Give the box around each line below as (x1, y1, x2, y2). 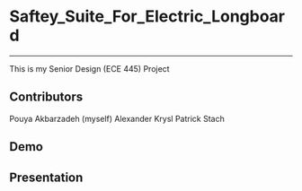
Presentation (9, 169, 84, 185)
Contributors (9, 90, 84, 105)
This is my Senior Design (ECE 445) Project (9, 63, 170, 74)
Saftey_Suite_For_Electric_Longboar (9, 6, 286, 27)
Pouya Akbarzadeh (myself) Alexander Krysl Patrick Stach (9, 113, 225, 124)
